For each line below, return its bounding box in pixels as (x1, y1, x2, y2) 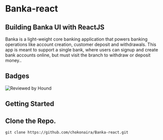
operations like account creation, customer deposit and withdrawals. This (5, 41, 156, 47)
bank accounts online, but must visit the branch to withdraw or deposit (5, 52, 151, 58)
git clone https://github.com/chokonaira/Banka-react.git (5, 130, 128, 135)
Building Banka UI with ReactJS (5, 23, 105, 31)
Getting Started (5, 99, 54, 108)
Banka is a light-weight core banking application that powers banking (5, 36, 148, 42)
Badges (5, 72, 29, 80)
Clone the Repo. (5, 116, 56, 125)
